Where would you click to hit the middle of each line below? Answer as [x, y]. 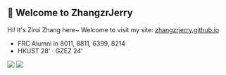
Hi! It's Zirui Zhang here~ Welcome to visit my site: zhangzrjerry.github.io [113, 29]
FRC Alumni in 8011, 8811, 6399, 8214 [71, 43]
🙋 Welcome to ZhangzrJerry [70, 13]
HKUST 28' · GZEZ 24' [50, 50]
